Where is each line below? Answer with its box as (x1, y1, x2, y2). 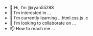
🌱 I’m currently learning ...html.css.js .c (9, 15, 89, 20)
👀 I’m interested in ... (9, 10, 51, 16)
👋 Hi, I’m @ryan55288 (9, 5, 54, 10)
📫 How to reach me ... (9, 26, 55, 31)
